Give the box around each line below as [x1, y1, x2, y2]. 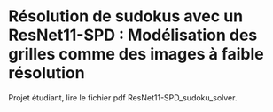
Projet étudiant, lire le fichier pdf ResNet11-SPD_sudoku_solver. [8, 92, 238, 103]
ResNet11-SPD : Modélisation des [8, 25, 258, 45]
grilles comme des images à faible [8, 44, 265, 64]
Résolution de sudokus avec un [8, 6, 244, 27]
